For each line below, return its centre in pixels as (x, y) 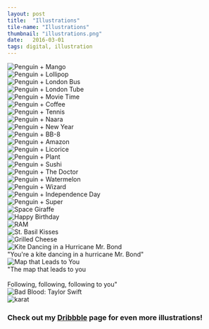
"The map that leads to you (47, 269)
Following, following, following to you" (62, 284)
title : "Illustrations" (44, 20)
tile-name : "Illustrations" (49, 27)
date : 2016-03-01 (36, 40)
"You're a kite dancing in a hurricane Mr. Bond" (76, 254)
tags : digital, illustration (50, 47)
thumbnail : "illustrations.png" (55, 34)
